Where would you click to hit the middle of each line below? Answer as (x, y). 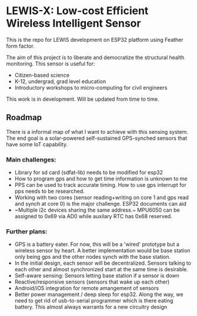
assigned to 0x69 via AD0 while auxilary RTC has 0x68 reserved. (93, 216)
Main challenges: (31, 159)
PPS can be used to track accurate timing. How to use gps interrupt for (100, 185)
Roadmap (24, 118)
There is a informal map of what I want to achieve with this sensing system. (97, 131)
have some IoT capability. (37, 144)
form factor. (20, 46)
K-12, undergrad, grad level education (60, 81)
